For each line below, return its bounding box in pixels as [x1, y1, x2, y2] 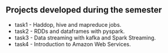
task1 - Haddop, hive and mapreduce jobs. [14, 21, 122, 28]
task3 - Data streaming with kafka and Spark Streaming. [14, 34, 156, 41]
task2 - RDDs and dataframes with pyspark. [14, 27, 125, 35]
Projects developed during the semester [5, 5, 163, 15]
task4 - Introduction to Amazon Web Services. [14, 40, 131, 48]
